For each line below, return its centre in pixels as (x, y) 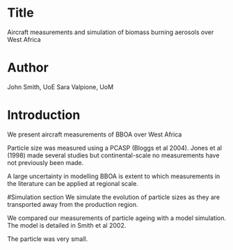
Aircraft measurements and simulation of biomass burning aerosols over (111, 32)
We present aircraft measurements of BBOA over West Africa (95, 134)
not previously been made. (46, 162)
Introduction (44, 115)
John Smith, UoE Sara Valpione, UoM (60, 87)
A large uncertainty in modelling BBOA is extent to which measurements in (114, 176)
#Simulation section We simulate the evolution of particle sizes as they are (114, 197)
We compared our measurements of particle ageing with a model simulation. (116, 218)
